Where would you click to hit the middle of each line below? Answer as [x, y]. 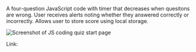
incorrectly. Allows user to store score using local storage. [77, 21]
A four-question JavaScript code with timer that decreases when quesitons [98, 9]
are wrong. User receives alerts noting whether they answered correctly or [97, 15]
